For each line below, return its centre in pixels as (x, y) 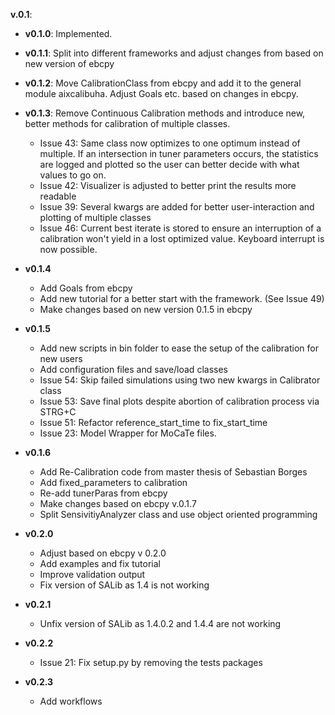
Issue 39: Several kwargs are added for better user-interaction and (177, 207)
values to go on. (73, 175)
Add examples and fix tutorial (100, 563)
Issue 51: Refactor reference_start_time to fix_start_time (153, 422)
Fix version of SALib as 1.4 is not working (124, 585)
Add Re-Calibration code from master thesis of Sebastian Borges (173, 472)
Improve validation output (92, 574)
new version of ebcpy (69, 63)
